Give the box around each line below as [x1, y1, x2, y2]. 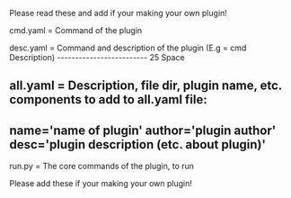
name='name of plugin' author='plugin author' [9, 122, 277, 138]
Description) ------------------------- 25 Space [9, 52, 186, 62]
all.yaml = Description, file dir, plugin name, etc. [9, 78, 283, 94]
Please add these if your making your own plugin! [9, 178, 193, 189]
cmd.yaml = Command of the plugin [9, 25, 143, 35]
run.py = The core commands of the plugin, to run [9, 161, 195, 172]
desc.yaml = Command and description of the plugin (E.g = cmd [9, 42, 247, 53]
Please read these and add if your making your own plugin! [9, 8, 227, 18]
